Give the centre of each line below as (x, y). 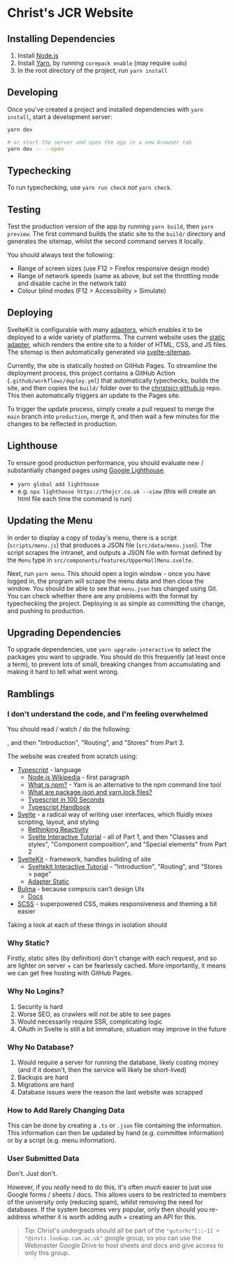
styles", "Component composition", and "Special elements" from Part (127, 844)
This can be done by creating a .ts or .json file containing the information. (115, 1125)
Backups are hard (43, 1077)
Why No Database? (41, 1047)
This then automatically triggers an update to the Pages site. (94, 395)
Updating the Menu (50, 521)
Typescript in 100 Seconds (66, 799)
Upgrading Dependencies (64, 632)
